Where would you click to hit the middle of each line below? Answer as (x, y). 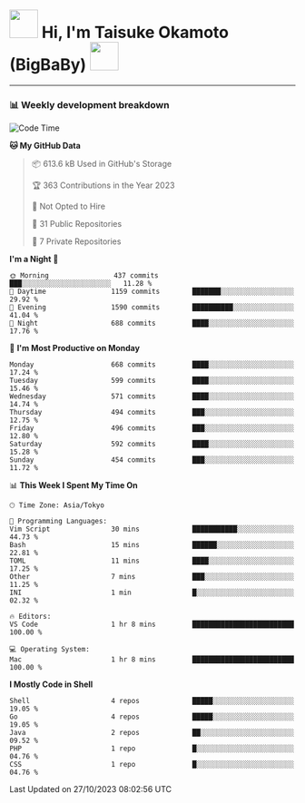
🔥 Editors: (30, 617)
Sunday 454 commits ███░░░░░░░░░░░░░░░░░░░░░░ (152, 460)
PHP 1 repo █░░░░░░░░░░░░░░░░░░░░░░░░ (152, 749)
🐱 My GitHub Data (45, 146)
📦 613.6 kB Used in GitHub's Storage (102, 164)
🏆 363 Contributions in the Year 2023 (103, 185)
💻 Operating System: (50, 650)
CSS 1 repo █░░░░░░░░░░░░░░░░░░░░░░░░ (152, 765)
